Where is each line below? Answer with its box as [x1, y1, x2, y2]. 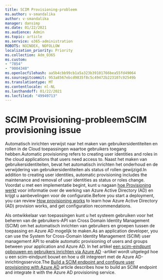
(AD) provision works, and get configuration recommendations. [5, 203, 132, 209]
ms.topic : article [5, 35, 42, 40]
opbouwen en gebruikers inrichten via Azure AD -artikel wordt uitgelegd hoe [5, 249, 158, 255]
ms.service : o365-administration [5, 39, 73, 44]
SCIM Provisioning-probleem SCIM [5, 114, 147, 125]
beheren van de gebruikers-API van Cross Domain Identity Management [5, 218, 150, 223]
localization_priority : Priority [5, 48, 73, 53]
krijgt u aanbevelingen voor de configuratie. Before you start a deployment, [5, 193, 155, 199]
